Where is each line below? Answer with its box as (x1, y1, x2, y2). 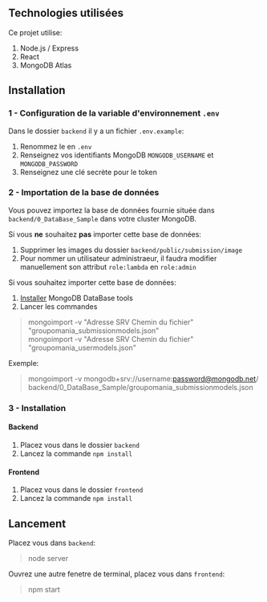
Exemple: (8, 358, 39, 368)
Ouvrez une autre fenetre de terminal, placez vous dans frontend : (8, 569, 225, 579)
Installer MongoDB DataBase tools (19, 293, 134, 303)
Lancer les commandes (19, 301, 98, 311)
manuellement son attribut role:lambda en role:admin (19, 262, 196, 271)
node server (27, 553, 69, 563)
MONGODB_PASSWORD (19, 160, 79, 168)
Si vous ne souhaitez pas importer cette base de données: (8, 229, 202, 239)
